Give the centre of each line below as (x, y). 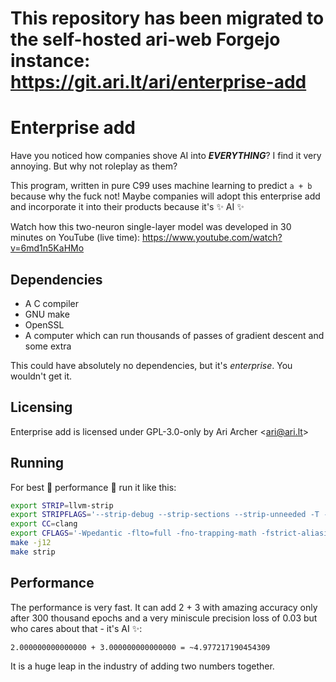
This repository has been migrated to (167, 18)
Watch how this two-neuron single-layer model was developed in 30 (151, 227)
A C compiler (51, 303)
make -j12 (31, 543)
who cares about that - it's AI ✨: (76, 628)
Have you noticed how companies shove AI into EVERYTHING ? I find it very (166, 156)
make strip (33, 552)
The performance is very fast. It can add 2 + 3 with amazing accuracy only (164, 607)
